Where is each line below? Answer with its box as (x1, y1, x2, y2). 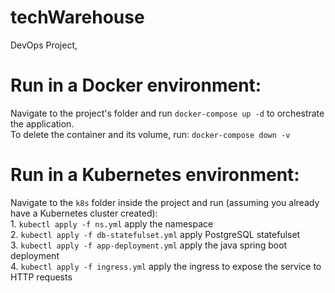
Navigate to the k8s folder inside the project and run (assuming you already (10, 196, 320, 208)
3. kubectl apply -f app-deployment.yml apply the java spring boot (10, 239, 288, 251)
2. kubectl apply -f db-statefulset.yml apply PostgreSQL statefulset (10, 228, 301, 240)
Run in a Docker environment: (10, 74, 262, 97)
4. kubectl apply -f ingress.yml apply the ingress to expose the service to (10, 260, 322, 272)
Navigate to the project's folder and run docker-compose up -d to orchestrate (10, 107, 325, 119)
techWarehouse (10, 6, 145, 29)
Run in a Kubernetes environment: (10, 164, 300, 186)
